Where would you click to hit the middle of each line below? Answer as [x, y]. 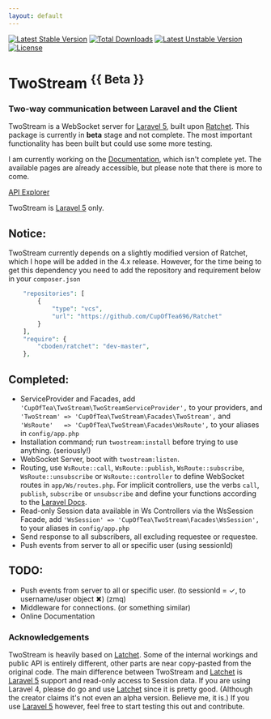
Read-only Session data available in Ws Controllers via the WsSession [136, 511]
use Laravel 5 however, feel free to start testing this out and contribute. [127, 707]
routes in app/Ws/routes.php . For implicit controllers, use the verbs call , [140, 485]
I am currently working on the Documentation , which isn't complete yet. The [135, 160]
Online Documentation [57, 616]
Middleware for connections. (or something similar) [106, 607]
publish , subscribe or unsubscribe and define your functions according [138, 493]
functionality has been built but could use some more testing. [110, 143]
